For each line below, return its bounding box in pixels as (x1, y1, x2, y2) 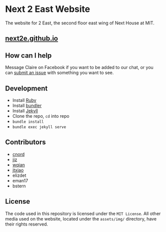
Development (5, 84, 48, 92)
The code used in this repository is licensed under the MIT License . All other (5, 210, 161, 217)
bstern (12, 183, 26, 189)
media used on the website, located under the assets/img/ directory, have (5, 216, 157, 222)
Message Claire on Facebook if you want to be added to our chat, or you (5, 65, 154, 71)
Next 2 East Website (5, 3, 90, 15)
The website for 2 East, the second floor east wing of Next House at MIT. (5, 20, 155, 26)
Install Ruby (12, 97, 36, 103)
